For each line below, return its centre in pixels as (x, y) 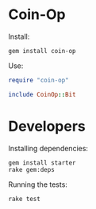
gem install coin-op (42, 51)
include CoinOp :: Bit (42, 94)
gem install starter (42, 163)
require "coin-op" (38, 80)
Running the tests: (38, 184)
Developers (47, 126)
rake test (25, 199)
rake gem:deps (32, 169)
